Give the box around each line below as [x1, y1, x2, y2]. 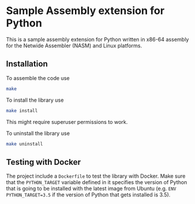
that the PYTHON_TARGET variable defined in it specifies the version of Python [6, 179, 187, 186]
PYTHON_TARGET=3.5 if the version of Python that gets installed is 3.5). [6, 191, 171, 198]
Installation [6, 59, 48, 69]
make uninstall [6, 141, 43, 147]
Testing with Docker [6, 157, 81, 167]
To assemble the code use [6, 74, 70, 81]
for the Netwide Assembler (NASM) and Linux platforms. [6, 42, 142, 49]
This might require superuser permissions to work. [6, 118, 128, 125]
